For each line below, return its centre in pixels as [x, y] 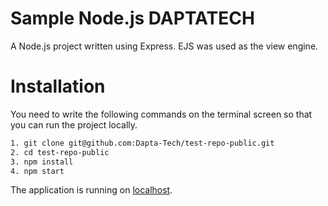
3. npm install [42, 162]
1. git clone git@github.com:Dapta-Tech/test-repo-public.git [142, 143]
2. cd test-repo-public [60, 152]
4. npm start [37, 171]
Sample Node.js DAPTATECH [132, 18]
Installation [58, 86]
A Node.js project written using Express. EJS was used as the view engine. [164, 46]
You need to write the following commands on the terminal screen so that [161, 114]
